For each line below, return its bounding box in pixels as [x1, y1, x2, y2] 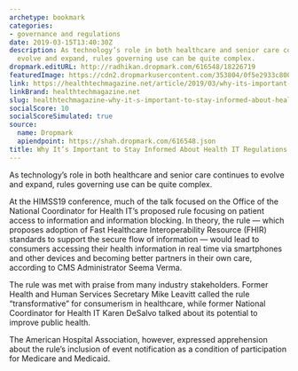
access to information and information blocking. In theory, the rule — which [9, 215, 285, 225]
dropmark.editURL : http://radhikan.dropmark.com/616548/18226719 [9, 63, 255, 72]
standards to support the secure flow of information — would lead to [9, 233, 260, 244]
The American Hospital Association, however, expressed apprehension [9, 334, 268, 344]
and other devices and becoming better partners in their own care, [9, 252, 253, 263]
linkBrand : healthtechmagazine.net [9, 87, 141, 96]
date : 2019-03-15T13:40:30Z [9, 37, 114, 47]
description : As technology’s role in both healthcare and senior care [9, 46, 279, 55]
